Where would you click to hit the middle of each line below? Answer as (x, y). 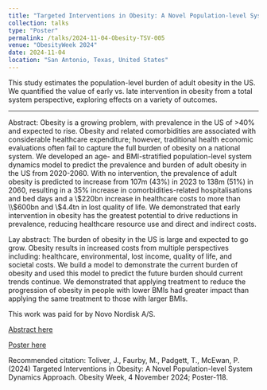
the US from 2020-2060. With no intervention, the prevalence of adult (122, 173)
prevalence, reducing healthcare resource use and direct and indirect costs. (132, 224)
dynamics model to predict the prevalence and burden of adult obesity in (128, 165)
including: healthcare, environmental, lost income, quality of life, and (120, 256)
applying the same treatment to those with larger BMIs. (98, 298)
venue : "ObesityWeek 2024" (53, 45)
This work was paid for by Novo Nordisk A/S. (82, 314)
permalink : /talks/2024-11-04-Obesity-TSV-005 (87, 38)
